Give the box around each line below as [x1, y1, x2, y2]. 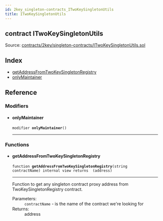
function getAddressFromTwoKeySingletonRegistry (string [12, 164, 128, 169]
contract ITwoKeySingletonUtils [5, 29, 103, 38]
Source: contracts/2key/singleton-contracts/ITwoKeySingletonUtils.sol [5, 42, 146, 48]
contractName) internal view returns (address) [12, 168, 113, 173]
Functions [5, 141, 29, 148]
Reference [5, 88, 37, 97]
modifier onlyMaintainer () [12, 125, 67, 131]
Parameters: [12, 195, 37, 201]
